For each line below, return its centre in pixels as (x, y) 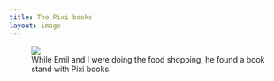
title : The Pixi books (51, 17)
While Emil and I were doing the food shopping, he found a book (148, 59)
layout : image (35, 26)
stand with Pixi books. (72, 69)
